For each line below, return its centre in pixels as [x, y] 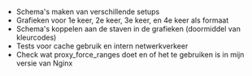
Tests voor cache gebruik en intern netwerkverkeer [102, 46]
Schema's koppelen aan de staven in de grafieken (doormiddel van [128, 29]
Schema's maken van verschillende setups [88, 12]
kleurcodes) [36, 37]
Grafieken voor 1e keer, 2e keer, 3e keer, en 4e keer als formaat [122, 20]
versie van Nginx [44, 63]
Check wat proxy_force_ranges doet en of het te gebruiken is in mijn [130, 55]
